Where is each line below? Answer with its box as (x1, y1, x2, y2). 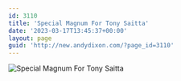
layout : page (8, 34, 52, 43)
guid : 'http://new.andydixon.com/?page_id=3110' (8, 42, 175, 50)
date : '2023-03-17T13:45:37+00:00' (8, 26, 128, 34)
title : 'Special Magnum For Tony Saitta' (8, 19, 150, 27)
